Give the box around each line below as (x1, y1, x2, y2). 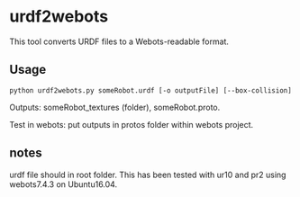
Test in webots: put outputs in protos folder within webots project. (9, 119, 254, 130)
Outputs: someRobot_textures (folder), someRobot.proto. (9, 102, 221, 112)
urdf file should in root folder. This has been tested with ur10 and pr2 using (9, 169, 286, 180)
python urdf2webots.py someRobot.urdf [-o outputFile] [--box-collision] (9, 85, 293, 95)
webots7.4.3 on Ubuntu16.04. (9, 178, 118, 190)
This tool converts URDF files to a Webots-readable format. (9, 36, 230, 47)
